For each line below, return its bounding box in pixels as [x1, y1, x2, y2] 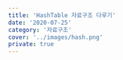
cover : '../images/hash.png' [8, 33, 103, 41]
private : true [8, 41, 55, 48]
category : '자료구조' [8, 26, 72, 34]
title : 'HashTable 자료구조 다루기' [8, 11, 116, 19]
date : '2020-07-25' [8, 19, 72, 26]
